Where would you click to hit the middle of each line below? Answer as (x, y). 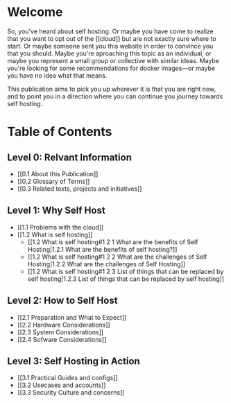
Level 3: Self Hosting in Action (74, 361)
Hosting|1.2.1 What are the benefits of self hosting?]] (102, 249)
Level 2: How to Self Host (62, 301)
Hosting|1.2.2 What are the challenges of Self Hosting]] (106, 264)
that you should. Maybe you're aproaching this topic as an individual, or (109, 53)
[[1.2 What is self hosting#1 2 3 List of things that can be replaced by (126, 271)
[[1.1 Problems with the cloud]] (60, 227)
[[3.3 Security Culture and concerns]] (71, 393)
